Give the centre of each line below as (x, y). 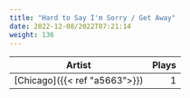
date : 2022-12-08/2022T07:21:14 (70, 26)
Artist (79, 65)
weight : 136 (32, 34)
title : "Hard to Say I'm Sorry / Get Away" (93, 18)
